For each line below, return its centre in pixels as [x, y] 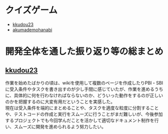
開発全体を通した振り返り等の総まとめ [85, 52]
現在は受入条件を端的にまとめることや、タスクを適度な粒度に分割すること [82, 107]
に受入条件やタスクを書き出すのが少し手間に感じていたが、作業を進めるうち [84, 89]
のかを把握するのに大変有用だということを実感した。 [60, 101]
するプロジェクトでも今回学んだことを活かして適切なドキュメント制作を [80, 120]
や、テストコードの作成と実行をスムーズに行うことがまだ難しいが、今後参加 [84, 114]
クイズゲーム [31, 10]
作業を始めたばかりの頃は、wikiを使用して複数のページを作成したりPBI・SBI [84, 82]
